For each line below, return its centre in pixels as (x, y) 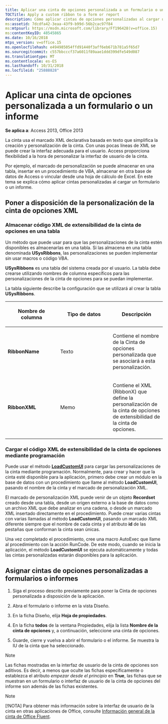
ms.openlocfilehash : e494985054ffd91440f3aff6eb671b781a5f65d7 (72, 47)
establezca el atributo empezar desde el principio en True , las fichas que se (83, 675)
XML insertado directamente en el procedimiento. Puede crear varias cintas (83, 513)
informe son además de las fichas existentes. (52, 686)
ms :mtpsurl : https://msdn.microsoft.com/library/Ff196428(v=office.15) (81, 29)
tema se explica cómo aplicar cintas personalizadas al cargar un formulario (82, 182)
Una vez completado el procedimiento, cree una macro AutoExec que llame (83, 539)
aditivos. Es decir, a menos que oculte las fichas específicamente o (74, 670)
